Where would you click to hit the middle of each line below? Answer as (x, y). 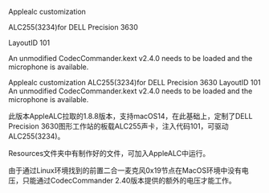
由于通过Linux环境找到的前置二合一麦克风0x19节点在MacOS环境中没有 (125, 170)
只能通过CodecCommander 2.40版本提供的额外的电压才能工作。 (129, 181)
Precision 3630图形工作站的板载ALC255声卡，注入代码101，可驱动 (118, 126)
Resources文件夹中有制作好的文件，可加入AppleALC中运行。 (109, 153)
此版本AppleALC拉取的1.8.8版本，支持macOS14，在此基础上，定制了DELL (130, 116)
